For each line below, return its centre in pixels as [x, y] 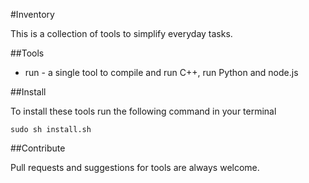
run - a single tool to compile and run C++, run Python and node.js [161, 72]
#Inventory [32, 14]
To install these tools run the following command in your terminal [143, 111]
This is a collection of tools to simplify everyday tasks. [121, 33]
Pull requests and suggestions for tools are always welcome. [135, 167]
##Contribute [38, 148]
